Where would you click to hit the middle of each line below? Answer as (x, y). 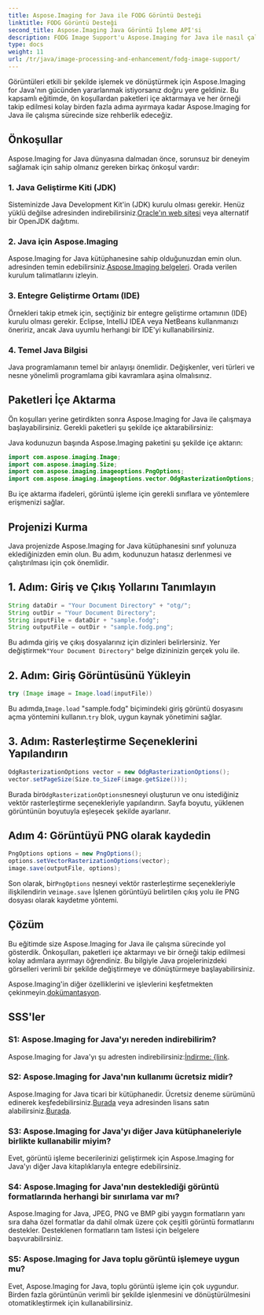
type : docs (26, 45)
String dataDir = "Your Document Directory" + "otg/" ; (100, 605)
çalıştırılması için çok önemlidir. (59, 562)
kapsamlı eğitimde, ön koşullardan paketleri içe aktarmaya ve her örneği (125, 98)
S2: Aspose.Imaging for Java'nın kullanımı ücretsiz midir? (121, 1077)
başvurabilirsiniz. (36, 1239)
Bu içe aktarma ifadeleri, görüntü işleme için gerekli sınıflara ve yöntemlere (129, 494)
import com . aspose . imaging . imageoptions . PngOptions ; (96, 472)
